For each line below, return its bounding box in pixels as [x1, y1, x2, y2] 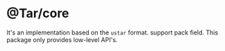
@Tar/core [6, 6, 69, 21]
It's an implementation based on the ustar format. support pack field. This [6, 28, 219, 37]
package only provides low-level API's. [6, 35, 118, 43]
